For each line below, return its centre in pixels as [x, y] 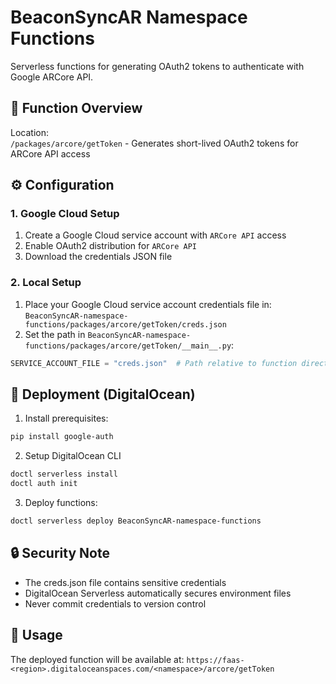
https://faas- [215, 660]
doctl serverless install [64, 474]
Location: [29, 132]
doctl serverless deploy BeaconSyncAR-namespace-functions [136, 521]
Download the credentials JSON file [98, 257]
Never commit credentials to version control [115, 603]
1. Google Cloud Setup [65, 214]
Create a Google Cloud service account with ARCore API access [155, 235]
